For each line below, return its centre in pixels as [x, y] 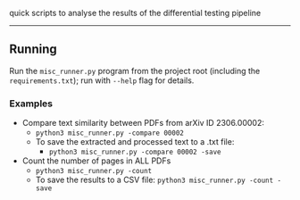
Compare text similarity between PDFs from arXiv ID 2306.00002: [143, 123]
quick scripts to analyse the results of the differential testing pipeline [135, 13]
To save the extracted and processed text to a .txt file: [135, 142]
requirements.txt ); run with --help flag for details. [102, 80]
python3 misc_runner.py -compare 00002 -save [135, 152]
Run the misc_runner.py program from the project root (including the [135, 71]
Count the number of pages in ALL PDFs [96, 161]
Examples [31, 104]
